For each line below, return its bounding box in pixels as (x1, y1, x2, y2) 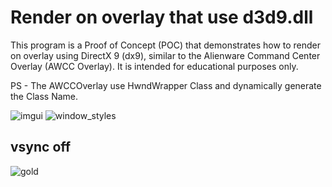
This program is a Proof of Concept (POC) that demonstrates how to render (10, 39, 322, 51)
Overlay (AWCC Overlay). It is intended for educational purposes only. (10, 60, 299, 72)
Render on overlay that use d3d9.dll (10, 6, 314, 29)
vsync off (10, 139, 72, 156)
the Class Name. (10, 90, 79, 102)
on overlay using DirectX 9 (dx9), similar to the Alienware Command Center (10, 49, 321, 61)
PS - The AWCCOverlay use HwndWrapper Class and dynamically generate (10, 79, 322, 91)
